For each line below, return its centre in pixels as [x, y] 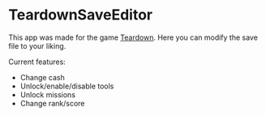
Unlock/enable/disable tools [67, 86]
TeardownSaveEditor [80, 15]
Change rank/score [52, 103]
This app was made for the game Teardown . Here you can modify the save [133, 37]
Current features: [37, 62]
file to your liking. [37, 45]
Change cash [42, 77]
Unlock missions [47, 94]
